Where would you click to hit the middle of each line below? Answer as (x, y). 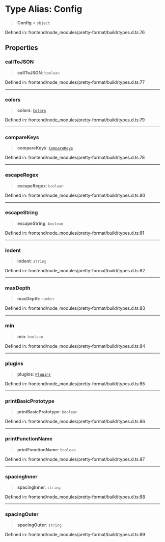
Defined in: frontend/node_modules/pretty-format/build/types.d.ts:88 (75, 497)
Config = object (33, 23)
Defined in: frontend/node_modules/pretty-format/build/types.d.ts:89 (75, 535)
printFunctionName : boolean (46, 449)
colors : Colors (32, 110)
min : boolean (30, 336)
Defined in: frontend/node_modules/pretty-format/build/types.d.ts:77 (75, 82)
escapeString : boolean (40, 223)
